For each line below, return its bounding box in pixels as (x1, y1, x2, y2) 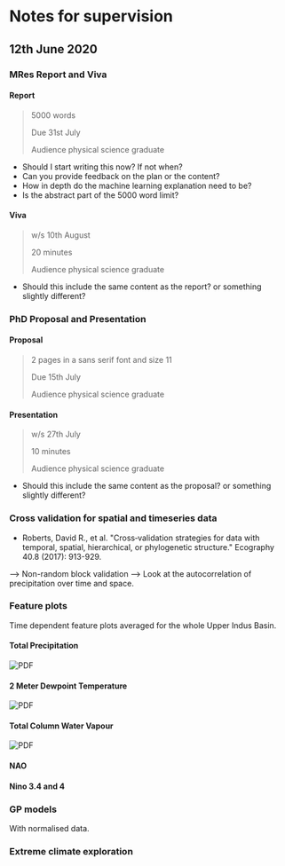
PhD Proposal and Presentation (9, 312, 146, 325)
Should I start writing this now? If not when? (21, 161, 184, 172)
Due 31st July (30, 127, 82, 138)
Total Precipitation (9, 641, 79, 651)
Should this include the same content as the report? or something (21, 281, 262, 292)
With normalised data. (9, 823, 91, 833)
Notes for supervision (9, 6, 173, 27)
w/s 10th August (30, 229, 91, 240)
